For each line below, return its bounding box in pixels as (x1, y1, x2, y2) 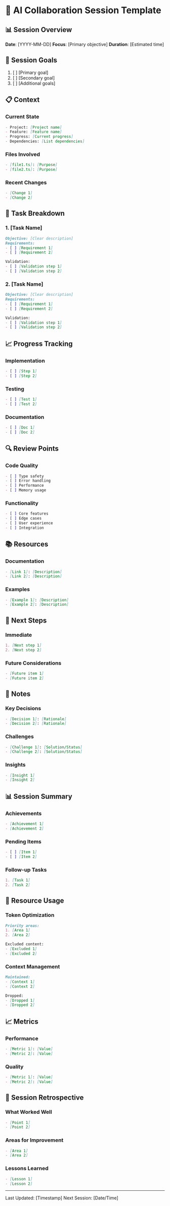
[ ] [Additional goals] (12, 80, 56, 86)
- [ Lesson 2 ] (5, 1181, 33, 1186)
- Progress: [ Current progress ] (5, 134, 73, 139)
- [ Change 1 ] (5, 190, 33, 196)
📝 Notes (5, 690, 31, 698)
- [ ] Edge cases (5, 516, 42, 521)
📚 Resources (5, 540, 49, 549)
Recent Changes (5, 179, 47, 186)
